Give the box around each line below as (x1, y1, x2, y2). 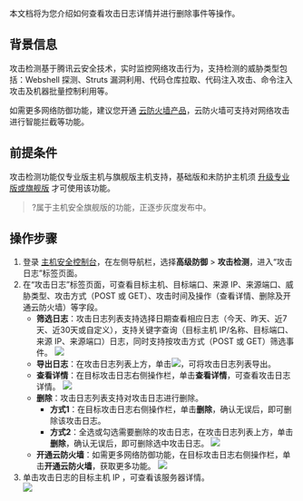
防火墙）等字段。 (38, 302, 103, 313)
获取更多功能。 (99, 461, 156, 472)
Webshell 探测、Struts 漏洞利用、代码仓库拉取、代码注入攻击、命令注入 (24, 74, 293, 84)
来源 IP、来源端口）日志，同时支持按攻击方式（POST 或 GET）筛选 (35, 336, 287, 347)
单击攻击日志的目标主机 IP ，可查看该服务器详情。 (22, 472, 210, 483)
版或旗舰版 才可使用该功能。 (9, 182, 115, 193)
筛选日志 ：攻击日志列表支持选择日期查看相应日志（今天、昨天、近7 (35, 313, 288, 324)
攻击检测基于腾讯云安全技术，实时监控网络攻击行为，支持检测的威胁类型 (9, 63, 279, 74)
